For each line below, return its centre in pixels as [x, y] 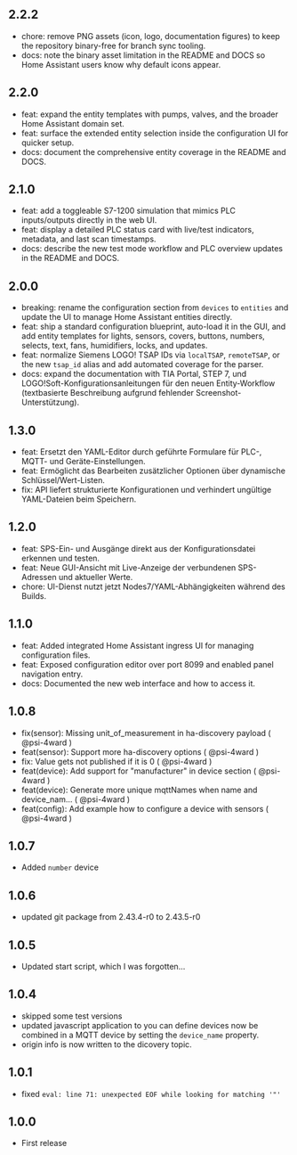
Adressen [39, 577]
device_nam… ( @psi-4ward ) [76, 799]
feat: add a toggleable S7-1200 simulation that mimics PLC [128, 211]
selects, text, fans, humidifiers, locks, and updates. [114, 346]
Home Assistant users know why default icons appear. [121, 64]
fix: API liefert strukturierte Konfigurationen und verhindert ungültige [146, 490]
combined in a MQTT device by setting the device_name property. [140, 1035]
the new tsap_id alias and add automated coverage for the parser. [142, 365]
